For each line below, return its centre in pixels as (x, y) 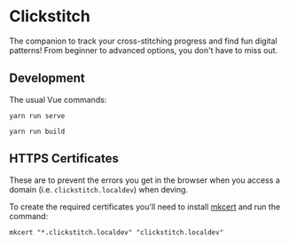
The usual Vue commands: (58, 99)
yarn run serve (37, 116)
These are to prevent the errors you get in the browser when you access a (145, 180)
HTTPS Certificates (64, 158)
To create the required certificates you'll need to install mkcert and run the (145, 207)
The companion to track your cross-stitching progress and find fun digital (143, 41)
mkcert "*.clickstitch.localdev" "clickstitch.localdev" (117, 232)
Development (47, 79)
